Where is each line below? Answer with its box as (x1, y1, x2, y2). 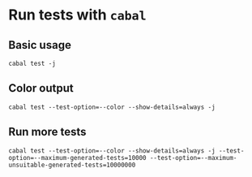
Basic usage (8, 38, 71, 52)
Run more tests (8, 125, 87, 139)
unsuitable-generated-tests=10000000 (8, 161, 136, 169)
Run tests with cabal (8, 6, 147, 24)
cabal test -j (8, 59, 57, 67)
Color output (8, 81, 75, 95)
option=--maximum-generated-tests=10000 (8, 153, 147, 162)
